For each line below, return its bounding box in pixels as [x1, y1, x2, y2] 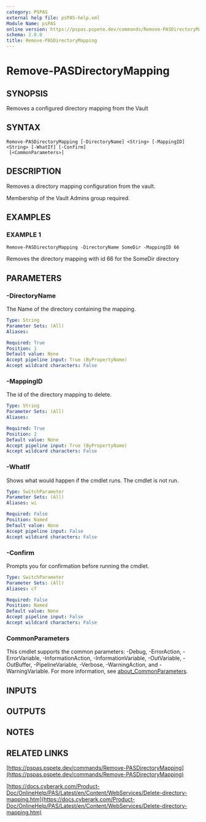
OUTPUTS [6, 706, 46, 716]
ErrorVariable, [6, 654, 42, 662]
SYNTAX [6, 122, 41, 133]
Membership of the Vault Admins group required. [6, 194, 130, 201]
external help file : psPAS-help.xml [6, 15, 100, 21]
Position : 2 [6, 431, 37, 437]
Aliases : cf [6, 586, 37, 592]
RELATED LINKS [6, 748, 69, 758]
